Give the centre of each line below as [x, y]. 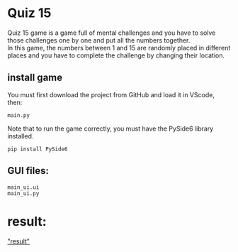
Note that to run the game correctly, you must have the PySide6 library [110, 128]
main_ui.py [23, 193]
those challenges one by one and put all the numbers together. [99, 40]
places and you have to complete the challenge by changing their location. [116, 55]
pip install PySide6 [38, 149]
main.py [19, 115]
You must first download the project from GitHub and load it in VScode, [111, 94]
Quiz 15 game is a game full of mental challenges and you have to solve [112, 33]
